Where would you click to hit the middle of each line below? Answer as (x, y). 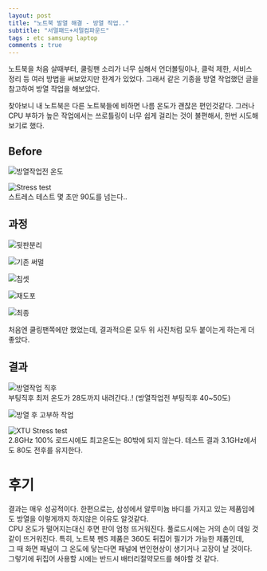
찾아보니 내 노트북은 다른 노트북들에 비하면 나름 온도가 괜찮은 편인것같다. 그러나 (132, 106)
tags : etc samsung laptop (53, 38)
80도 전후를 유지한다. (50, 450)
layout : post (30, 16)
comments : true (35, 45)
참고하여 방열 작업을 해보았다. (54, 89)
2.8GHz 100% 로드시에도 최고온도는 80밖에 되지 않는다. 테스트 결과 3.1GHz (126, 440)
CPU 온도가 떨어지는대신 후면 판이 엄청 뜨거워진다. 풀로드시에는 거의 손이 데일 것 (133, 528)
